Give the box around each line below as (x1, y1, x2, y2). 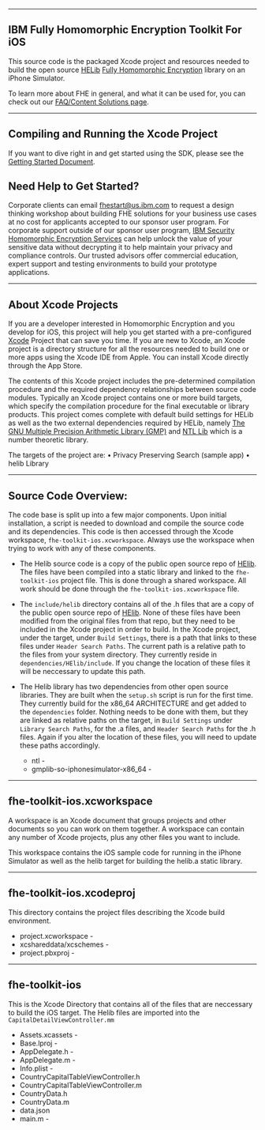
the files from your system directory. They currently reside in (19, 650, 218, 660)
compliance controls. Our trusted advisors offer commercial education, (8, 250, 239, 261)
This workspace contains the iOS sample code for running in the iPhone (8, 847, 242, 857)
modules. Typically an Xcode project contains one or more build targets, (8, 393, 243, 403)
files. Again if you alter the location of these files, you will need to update (19, 733, 257, 742)
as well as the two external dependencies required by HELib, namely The (8, 418, 245, 428)
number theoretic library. (8, 435, 89, 445)
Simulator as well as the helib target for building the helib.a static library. (8, 856, 243, 865)
